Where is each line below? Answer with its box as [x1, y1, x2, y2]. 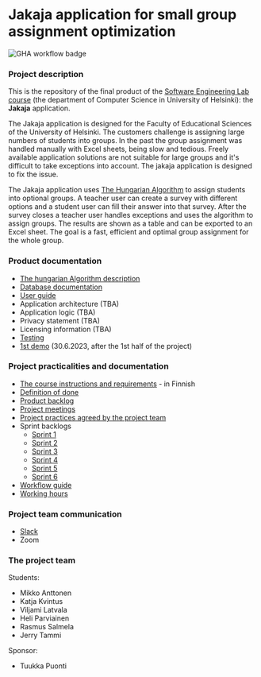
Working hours [19, 489, 69, 498]
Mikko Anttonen [19, 588, 72, 598]
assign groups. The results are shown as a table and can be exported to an [8, 219, 253, 228]
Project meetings [19, 404, 76, 414]
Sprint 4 [31, 455, 58, 464]
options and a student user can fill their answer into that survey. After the [8, 202, 248, 211]
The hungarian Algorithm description [19, 273, 140, 283]
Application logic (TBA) [19, 308, 96, 317]
